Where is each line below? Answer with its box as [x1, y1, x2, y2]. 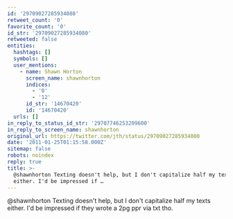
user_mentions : [13, 62, 58, 69]
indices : [25, 81, 51, 88]
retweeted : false [7, 36, 58, 43]
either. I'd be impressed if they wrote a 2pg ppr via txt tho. [7, 204, 173, 212]
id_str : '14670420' [25, 100, 82, 107]
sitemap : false [7, 146, 51, 152]
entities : [7, 42, 36, 49]
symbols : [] [13, 55, 49, 62]
